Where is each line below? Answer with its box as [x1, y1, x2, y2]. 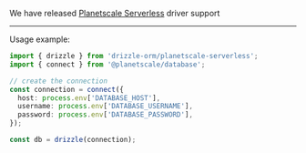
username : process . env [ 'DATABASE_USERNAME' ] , [17, 102, 194, 111]
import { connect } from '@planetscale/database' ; [9, 59, 206, 69]
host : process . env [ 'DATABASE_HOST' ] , [17, 93, 161, 103]
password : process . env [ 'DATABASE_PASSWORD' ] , [17, 110, 194, 119]
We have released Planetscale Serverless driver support [9, 8, 220, 18]
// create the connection [9, 76, 107, 86]
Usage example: [9, 34, 71, 45]
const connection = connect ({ [9, 85, 125, 94]
